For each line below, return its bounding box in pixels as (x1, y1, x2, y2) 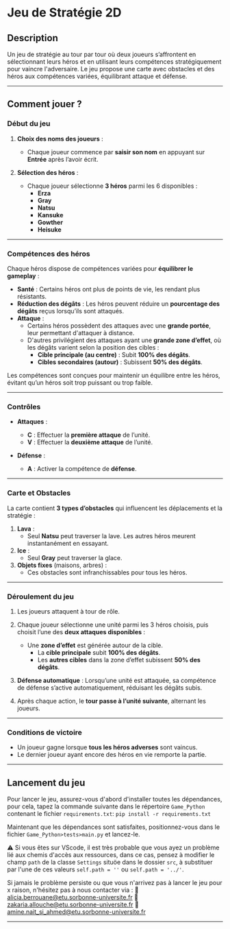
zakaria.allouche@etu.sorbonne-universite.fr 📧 (7, 900, 139, 908)
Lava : (16, 524, 35, 533)
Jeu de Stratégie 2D (7, 5, 122, 21)
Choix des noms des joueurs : (16, 134, 104, 143)
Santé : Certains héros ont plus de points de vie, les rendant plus (16, 285, 201, 293)
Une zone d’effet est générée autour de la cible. (27, 641, 163, 649)
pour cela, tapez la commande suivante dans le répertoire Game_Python (7, 802, 205, 810)
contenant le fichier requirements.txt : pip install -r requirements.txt (7, 809, 211, 817)
